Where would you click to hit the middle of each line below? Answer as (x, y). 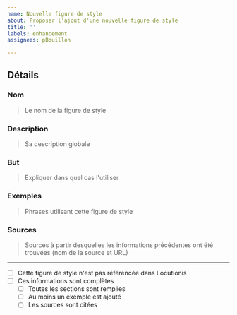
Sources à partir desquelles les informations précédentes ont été (119, 245)
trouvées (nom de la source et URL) (76, 252)
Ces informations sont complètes (66, 281)
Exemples (25, 196)
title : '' (22, 27)
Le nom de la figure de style (65, 110)
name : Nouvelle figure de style (55, 14)
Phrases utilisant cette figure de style (79, 211)
